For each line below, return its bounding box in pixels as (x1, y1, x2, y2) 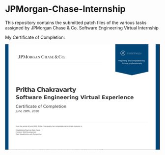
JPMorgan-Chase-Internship (5, 3, 126, 15)
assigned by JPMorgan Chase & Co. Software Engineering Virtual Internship (5, 25, 159, 30)
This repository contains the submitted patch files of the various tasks (5, 20, 147, 26)
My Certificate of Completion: (5, 34, 65, 40)
